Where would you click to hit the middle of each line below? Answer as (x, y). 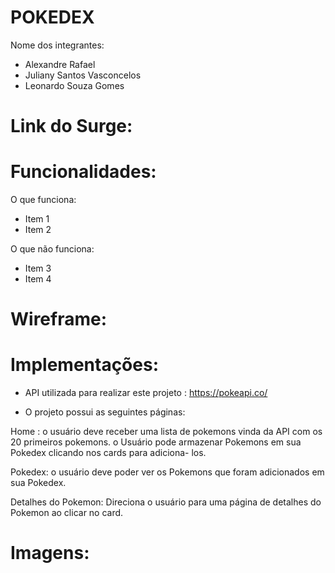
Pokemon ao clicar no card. (67, 513)
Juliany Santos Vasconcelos (83, 75)
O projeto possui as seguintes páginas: (105, 412)
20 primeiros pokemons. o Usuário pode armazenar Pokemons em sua (156, 442)
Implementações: (85, 365)
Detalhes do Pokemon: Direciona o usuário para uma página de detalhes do (166, 502)
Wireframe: (59, 319)
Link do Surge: (71, 126)
